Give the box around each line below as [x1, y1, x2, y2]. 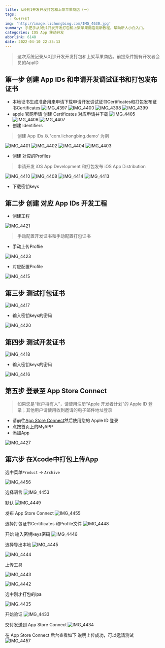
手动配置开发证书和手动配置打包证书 [17, 233, 91, 239]
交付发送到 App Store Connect [5, 621, 67, 627]
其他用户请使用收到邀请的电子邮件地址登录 [26, 407, 112, 413]
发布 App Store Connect [5, 510, 54, 516]
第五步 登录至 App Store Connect [5, 387, 107, 395]
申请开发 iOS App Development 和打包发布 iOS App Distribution [17, 163, 146, 169]
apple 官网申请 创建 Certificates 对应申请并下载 [12, 111, 108, 117]
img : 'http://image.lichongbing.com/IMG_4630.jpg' [5, 21, 111, 26]
